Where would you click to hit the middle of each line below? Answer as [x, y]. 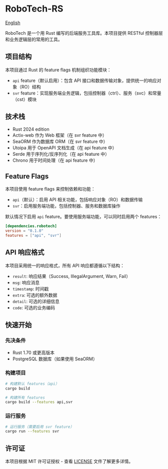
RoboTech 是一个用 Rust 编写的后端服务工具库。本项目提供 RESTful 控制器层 [84, 33]
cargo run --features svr [32, 431]
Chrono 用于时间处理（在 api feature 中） [55, 160]
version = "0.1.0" [24, 231]
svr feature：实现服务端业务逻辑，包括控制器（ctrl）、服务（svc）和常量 [87, 93]
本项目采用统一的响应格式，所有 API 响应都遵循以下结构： [65, 265]
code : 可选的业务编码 [34, 308]
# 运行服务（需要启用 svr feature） [40, 427]
